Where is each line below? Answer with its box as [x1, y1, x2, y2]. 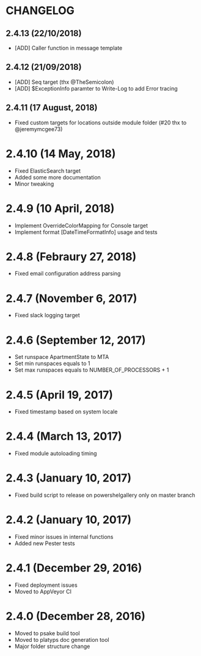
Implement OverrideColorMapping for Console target [14, 222, 148, 229]
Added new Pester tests [14, 540, 75, 547]
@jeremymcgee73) [14, 125, 63, 132]
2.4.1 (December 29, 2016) [5, 561, 142, 575]
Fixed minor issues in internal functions [14, 533, 114, 541]
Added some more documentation [14, 173, 101, 181]
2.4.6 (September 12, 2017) [5, 333, 146, 347]
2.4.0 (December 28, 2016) [5, 609, 146, 624]
